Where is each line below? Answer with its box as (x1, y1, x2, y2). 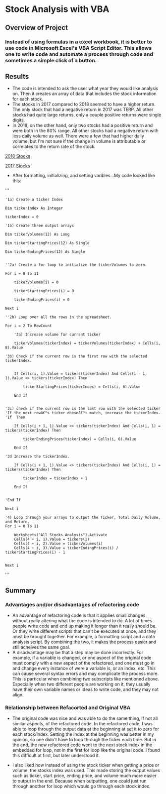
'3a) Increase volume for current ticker (14, 332, 101, 337)
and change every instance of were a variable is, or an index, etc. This (12, 666, 156, 671)
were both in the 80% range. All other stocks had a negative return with (12, 128, 159, 134)
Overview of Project (5, 23, 68, 32)
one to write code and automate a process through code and (5, 51, 154, 58)
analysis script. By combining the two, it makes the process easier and (12, 639, 157, 645)
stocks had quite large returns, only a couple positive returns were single (12, 112, 162, 118)
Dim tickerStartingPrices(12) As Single (5, 240, 90, 246)
